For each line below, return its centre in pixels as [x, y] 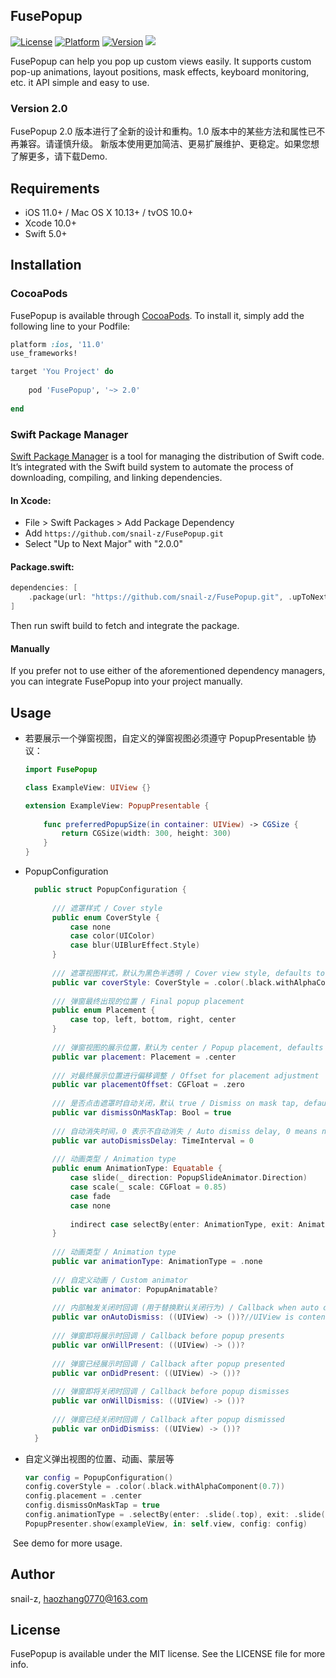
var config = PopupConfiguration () [99, 1477]
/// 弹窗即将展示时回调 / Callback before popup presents [168, 1336]
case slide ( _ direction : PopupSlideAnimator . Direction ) [188, 1178]
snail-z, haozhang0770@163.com [79, 1598]
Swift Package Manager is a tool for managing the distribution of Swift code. [167, 456]
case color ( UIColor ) [112, 936]
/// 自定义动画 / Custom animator [119, 1280]
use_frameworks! [44, 354]
